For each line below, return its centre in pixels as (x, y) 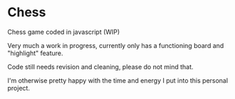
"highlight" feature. (35, 53)
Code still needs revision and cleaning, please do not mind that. (100, 66)
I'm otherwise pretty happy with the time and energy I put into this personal (118, 80)
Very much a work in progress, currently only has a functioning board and (116, 45)
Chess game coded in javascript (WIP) (64, 32)
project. (19, 88)
